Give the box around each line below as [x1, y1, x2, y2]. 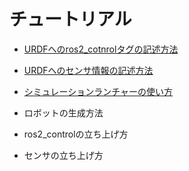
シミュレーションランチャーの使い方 [23, 85, 174, 97]
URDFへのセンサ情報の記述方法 [23, 64, 154, 76]
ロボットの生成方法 [23, 106, 104, 119]
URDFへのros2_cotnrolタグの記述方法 [23, 43, 179, 55]
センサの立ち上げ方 [23, 149, 104, 161]
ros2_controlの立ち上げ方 [23, 128, 129, 140]
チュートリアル [9, 8, 132, 31]
